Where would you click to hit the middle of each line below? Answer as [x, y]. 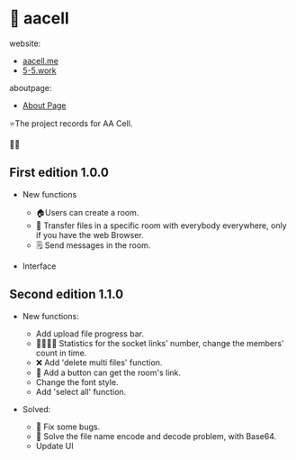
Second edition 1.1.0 [67, 294]
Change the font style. [77, 382]
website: [25, 43]
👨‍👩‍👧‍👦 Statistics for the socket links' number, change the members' [160, 343]
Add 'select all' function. [81, 391]
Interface [39, 266]
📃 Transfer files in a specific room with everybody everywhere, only [161, 225]
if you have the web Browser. [90, 235]
